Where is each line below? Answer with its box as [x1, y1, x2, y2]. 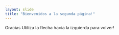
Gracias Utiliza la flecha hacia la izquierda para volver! [5, 24, 115, 30]
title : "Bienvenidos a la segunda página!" [5, 12, 95, 16]
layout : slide [5, 7, 34, 12]
